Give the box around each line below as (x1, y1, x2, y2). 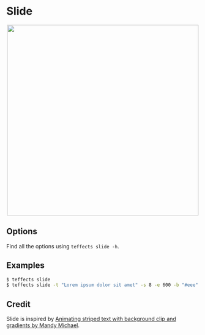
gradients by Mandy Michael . (6, 322, 80, 329)
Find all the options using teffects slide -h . (6, 242, 119, 250)
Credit (6, 299, 31, 309)
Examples (6, 261, 45, 271)
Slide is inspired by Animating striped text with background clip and (6, 315, 176, 323)
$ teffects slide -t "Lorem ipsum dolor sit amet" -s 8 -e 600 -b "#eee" (6, 282, 199, 288)
